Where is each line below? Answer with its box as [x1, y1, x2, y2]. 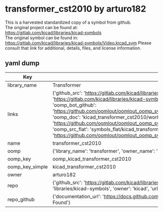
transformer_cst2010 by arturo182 [5, 3, 147, 15]
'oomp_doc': [52, 114, 81, 121]
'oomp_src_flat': [52, 126, 89, 133]
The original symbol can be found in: [5, 35, 79, 41]
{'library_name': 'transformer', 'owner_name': [52, 148, 155, 154]
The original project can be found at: [5, 24, 78, 30]
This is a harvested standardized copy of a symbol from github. [5, 19, 132, 25]
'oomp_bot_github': [52, 102, 97, 108]
